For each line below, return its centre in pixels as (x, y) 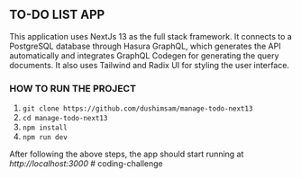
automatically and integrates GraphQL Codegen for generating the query (144, 55)
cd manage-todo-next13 (65, 119)
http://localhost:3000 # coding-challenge (87, 164)
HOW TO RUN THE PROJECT (73, 88)
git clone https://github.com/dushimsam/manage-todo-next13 (137, 109)
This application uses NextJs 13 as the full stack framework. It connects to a (151, 36)
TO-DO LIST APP (57, 15)
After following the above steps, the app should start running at (127, 154)
